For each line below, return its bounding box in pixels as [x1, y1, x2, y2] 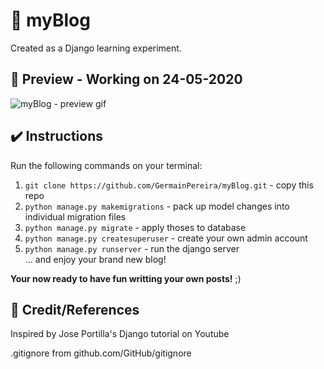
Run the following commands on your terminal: [10, 159, 203, 171]
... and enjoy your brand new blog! [24, 253, 167, 265]
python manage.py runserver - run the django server [24, 242, 240, 254]
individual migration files [24, 210, 127, 223]
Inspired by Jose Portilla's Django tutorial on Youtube [10, 328, 230, 340]
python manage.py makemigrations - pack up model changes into [24, 200, 290, 212]
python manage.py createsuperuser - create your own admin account [24, 232, 308, 244]
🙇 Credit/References [10, 301, 140, 318]
